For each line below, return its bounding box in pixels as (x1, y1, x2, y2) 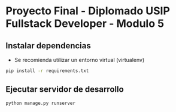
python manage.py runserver (5, 100, 76, 106)
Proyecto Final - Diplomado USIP (5, 4, 170, 18)
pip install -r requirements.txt (5, 68, 89, 74)
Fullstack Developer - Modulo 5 (5, 17, 165, 30)
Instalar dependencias (5, 41, 91, 51)
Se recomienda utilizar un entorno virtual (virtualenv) (14, 57, 145, 63)
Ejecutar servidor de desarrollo (5, 85, 124, 95)
